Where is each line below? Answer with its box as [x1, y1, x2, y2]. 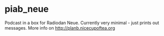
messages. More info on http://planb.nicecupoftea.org [4, 25, 115, 31]
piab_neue [4, 3, 49, 15]
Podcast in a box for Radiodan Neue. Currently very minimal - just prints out [4, 20, 160, 26]
